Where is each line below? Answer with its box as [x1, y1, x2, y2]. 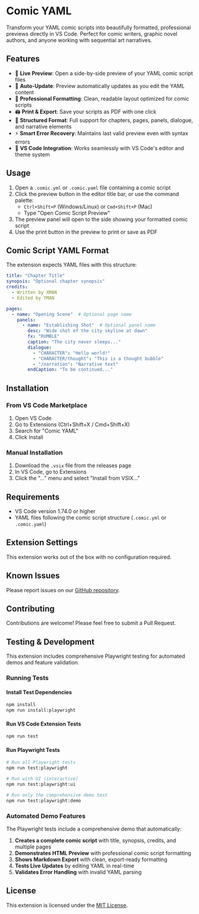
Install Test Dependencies [6, 688, 73, 695]
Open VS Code [14, 414, 52, 421]
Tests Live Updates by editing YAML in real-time [14, 862, 135, 869]
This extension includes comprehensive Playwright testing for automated [6, 652, 185, 660]
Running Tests [6, 674, 49, 682]
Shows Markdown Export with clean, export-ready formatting [14, 856, 168, 863]
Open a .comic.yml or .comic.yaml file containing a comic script [14, 184, 171, 191]
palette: [14, 197, 34, 204]
